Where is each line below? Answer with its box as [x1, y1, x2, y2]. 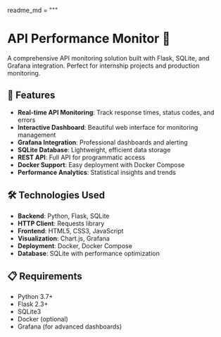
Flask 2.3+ [17, 300, 49, 309]
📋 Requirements [7, 270, 82, 282]
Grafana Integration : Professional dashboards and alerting [17, 137, 188, 147]
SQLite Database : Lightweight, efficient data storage [17, 145, 171, 154]
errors [17, 116, 36, 124]
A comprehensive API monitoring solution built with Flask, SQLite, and [7, 54, 210, 62]
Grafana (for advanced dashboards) [17, 322, 122, 331]
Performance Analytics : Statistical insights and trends [17, 168, 176, 176]
